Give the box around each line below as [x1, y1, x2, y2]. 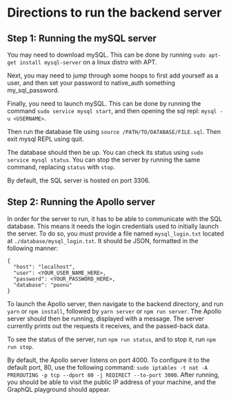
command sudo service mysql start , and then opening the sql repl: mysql [7, 107, 217, 115]
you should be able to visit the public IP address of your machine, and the [7, 378, 216, 386]
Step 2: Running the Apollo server [7, 196, 155, 208]
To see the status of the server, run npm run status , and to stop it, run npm [7, 335, 216, 343]
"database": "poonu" [13, 281, 72, 288]
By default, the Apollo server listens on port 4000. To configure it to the [7, 356, 210, 364]
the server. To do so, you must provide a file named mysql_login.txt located [7, 229, 224, 238]
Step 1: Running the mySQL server [7, 32, 157, 44]
